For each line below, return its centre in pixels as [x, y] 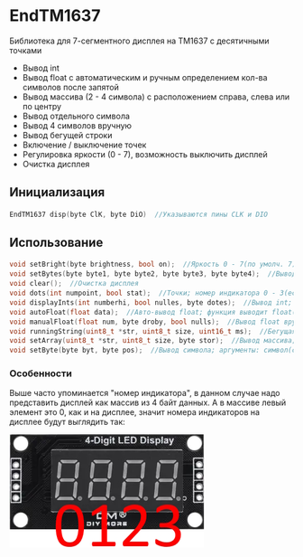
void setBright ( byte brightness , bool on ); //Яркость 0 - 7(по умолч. [147, 264]
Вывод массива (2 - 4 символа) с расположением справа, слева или [156, 97]
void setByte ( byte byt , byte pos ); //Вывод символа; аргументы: [134, 350]
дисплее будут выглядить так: [68, 422]
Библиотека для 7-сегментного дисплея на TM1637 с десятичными [139, 41]
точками [26, 50]
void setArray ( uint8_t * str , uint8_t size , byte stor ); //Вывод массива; [153, 341]
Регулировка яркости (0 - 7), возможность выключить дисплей [145, 154]
